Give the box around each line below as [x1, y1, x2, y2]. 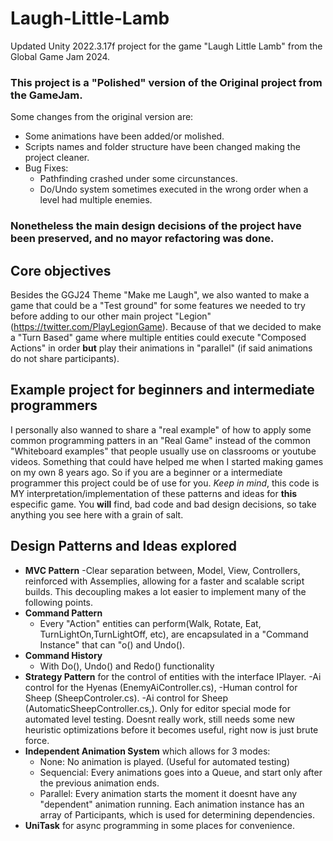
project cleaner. [24, 152, 90, 164]
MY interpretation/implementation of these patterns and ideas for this [10, 487, 298, 499]
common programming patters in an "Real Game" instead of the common [10, 434, 312, 446]
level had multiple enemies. [39, 194, 153, 206]
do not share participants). [10, 352, 120, 364]
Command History [24, 649, 103, 661]
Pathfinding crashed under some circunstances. [39, 173, 238, 185]
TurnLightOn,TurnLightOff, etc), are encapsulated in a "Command [39, 628, 309, 640]
